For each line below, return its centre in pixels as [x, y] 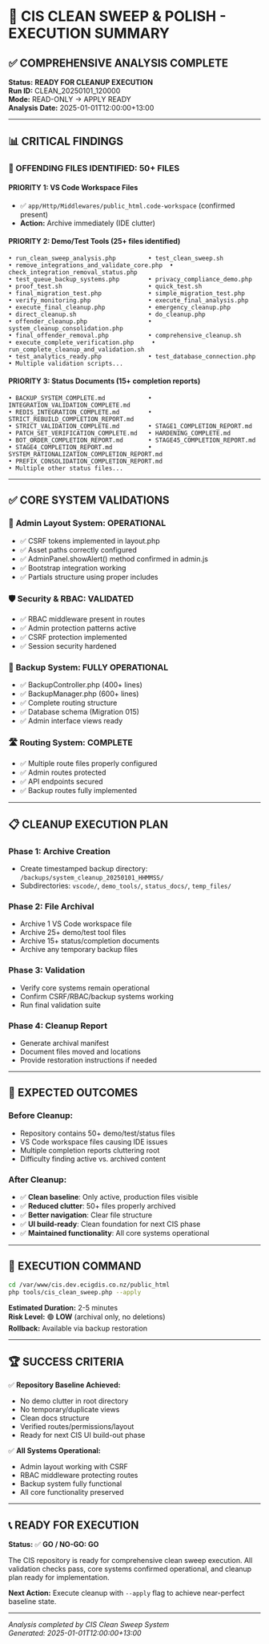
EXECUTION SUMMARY [89, 33]
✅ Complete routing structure [68, 703]
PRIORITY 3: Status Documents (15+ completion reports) [104, 381]
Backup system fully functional [71, 1484]
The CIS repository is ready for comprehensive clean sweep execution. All [130, 1561]
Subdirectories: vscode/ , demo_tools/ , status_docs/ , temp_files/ [126, 886]
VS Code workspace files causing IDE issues [94, 1141]
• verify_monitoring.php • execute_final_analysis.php [128, 300]
